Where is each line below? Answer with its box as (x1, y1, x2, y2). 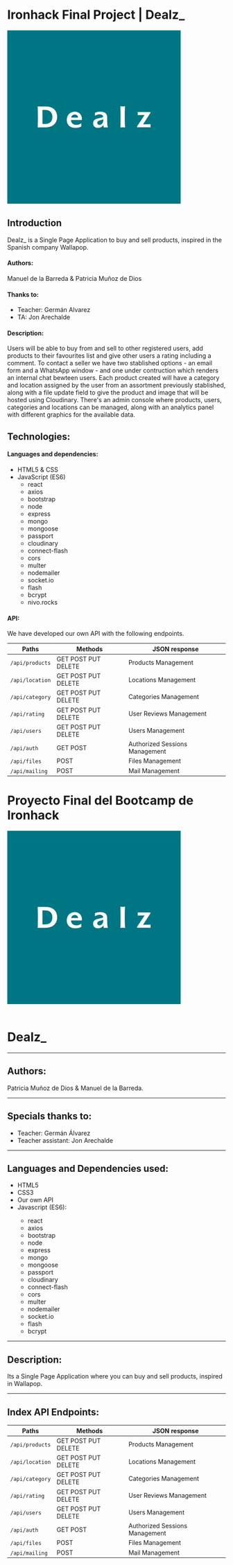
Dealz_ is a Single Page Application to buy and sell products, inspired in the (7, 236, 222, 244)
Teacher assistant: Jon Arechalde (17, 1136, 114, 1144)
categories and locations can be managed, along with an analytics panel (7, 403, 214, 412)
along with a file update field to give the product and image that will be (7, 388, 209, 397)
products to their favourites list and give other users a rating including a (7, 352, 212, 360)
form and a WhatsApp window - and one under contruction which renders (7, 366, 218, 374)
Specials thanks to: (7, 1110, 92, 1123)
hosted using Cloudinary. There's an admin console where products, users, (7, 396, 222, 404)
